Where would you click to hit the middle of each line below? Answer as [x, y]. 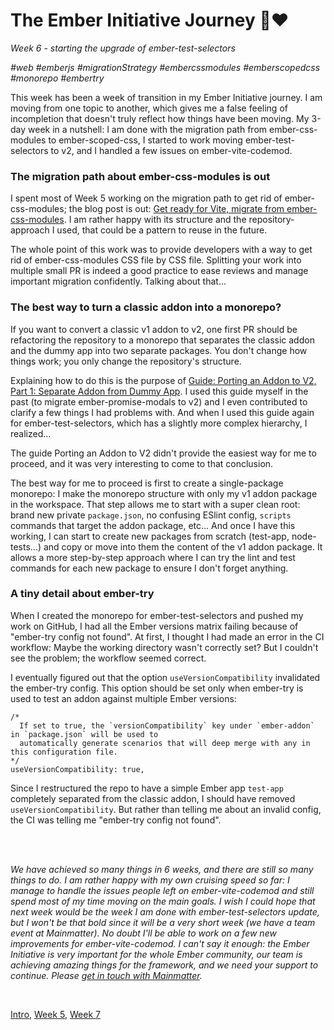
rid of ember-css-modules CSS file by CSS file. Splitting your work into [156, 260]
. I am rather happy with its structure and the [155, 220]
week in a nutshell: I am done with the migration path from [148, 129]
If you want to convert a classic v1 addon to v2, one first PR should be [154, 329]
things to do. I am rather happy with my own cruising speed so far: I [150, 880]
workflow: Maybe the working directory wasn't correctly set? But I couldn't [164, 647]
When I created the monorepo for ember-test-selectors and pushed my [157, 615]
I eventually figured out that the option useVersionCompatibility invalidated [165, 677]
